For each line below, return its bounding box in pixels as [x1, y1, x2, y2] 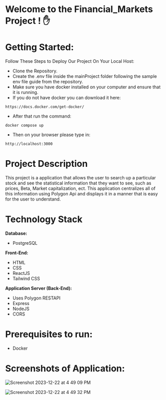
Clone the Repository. [12, 68, 58, 74]
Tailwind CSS [12, 275, 40, 281]
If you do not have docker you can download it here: [12, 94, 121, 101]
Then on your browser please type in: [12, 132, 91, 138]
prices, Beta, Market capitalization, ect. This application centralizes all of [5, 185, 156, 191]
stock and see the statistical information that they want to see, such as [5, 180, 152, 186]
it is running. [12, 89, 39, 95]
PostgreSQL [12, 240, 38, 246]
